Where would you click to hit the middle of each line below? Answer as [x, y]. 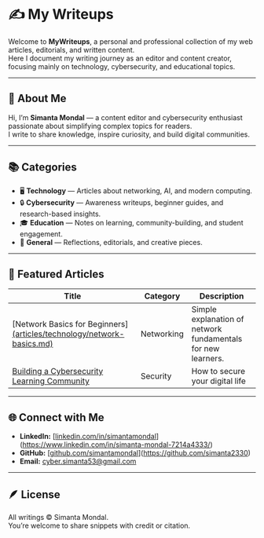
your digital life [218, 381]
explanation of [218, 320]
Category [162, 296]
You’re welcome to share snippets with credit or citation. [99, 525]
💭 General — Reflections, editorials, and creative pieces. [111, 242]
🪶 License [34, 494]
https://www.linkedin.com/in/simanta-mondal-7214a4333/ [116, 445]
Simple [204, 309]
